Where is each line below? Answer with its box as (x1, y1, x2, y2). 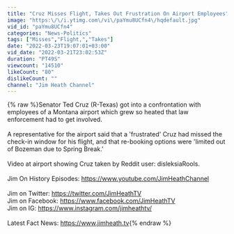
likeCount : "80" (7, 68, 54, 75)
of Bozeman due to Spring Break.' (7, 145, 104, 153)
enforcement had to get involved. (7, 116, 102, 124)
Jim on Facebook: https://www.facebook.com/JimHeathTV (7, 196, 175, 205)
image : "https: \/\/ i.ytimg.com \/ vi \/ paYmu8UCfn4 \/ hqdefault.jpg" (7, 17, 201, 24)
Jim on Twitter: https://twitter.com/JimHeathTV (7, 189, 142, 198)
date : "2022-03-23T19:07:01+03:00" (7, 42, 111, 49)
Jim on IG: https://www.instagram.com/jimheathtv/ (7, 204, 152, 212)
